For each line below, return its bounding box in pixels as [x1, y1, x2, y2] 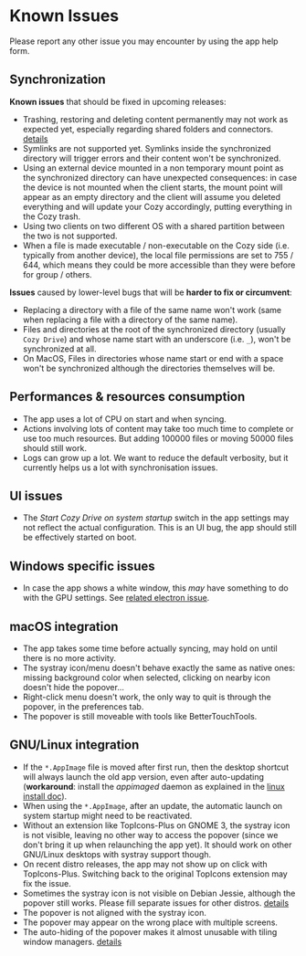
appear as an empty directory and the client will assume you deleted [22, 191, 281, 202]
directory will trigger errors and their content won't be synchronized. [22, 152, 281, 163]
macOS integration [9, 618, 119, 635]
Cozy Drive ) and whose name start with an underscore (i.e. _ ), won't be [22, 333, 291, 344]
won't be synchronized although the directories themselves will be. [22, 362, 276, 373]
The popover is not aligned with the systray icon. [22, 907, 207, 918]
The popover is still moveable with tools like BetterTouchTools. [22, 711, 258, 721]
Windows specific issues [9, 558, 155, 573]
